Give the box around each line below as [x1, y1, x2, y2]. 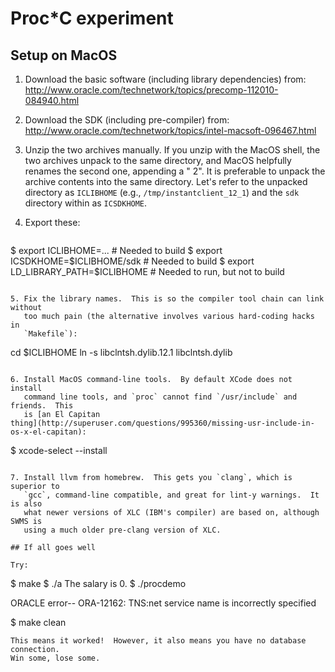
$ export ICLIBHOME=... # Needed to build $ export [10, 245, 223, 256]
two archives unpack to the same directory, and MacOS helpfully [24, 155, 292, 166]
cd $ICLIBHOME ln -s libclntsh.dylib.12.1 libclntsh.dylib [10, 347, 233, 358]
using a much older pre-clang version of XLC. [23, 525, 222, 535]
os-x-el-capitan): [10, 427, 87, 437]
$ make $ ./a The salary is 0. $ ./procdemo [10, 578, 187, 589]
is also [10, 499, 43, 509]
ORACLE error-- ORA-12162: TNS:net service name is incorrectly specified [10, 597, 317, 609]
